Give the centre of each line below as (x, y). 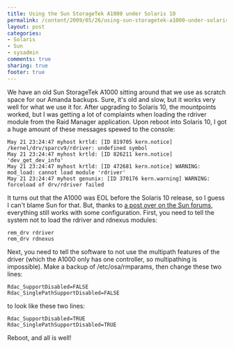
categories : (24, 33)
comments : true (29, 59)
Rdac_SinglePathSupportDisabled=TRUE (62, 325)
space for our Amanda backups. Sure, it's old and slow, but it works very (111, 99)
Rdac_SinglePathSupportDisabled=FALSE (63, 293)
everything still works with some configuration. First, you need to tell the (111, 212)
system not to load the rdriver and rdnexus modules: (83, 220)
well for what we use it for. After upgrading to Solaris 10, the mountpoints (112, 107)
